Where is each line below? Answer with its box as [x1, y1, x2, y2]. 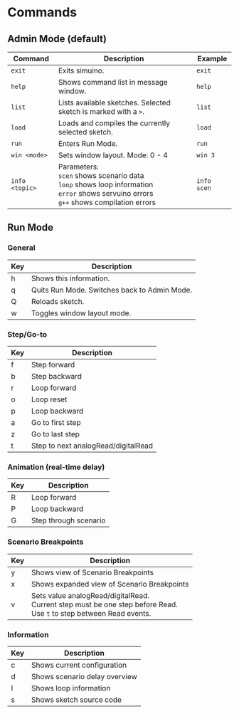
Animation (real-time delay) [7, 462, 105, 472]
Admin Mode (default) [7, 33, 107, 45]
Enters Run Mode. [58, 139, 118, 148]
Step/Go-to [7, 329, 48, 339]
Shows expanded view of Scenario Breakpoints [31, 579, 189, 589]
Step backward [31, 371, 83, 381]
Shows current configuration [31, 660, 127, 670]
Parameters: [58, 162, 100, 172]
